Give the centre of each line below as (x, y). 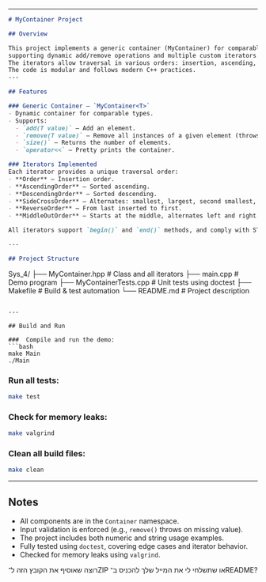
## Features (28, 92)
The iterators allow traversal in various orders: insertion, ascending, (133, 63)
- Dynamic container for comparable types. (81, 113)
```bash (21, 346)
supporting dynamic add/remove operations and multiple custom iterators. (134, 55)
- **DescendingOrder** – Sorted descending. (83, 194)
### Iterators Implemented (53, 164)
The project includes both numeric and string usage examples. (122, 538)
